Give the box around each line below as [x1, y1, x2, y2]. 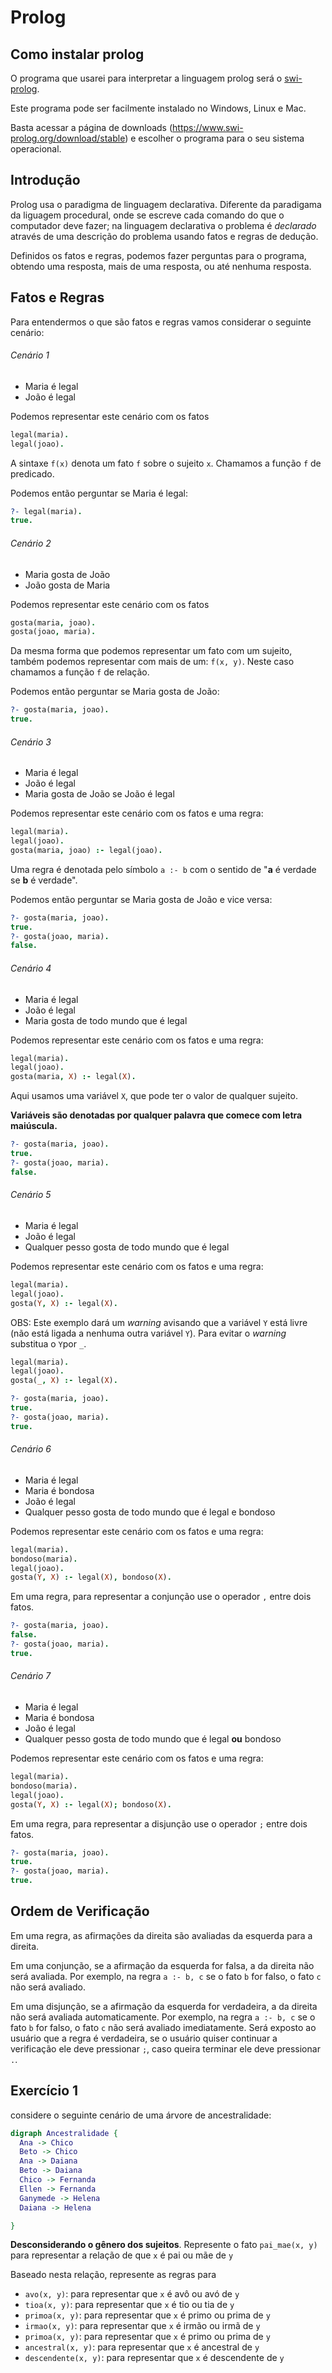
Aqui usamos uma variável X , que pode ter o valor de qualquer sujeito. [10, 1090, 298, 1102]
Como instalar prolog [10, 46, 145, 63]
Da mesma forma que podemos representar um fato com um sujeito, [10, 645, 293, 657]
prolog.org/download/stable [10, 132, 126, 144]
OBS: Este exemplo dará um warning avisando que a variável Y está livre [10, 1316, 308, 1328]
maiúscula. [10, 1120, 58, 1132]
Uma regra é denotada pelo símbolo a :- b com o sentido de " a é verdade [10, 863, 317, 875]
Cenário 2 [10, 537, 52, 549]
